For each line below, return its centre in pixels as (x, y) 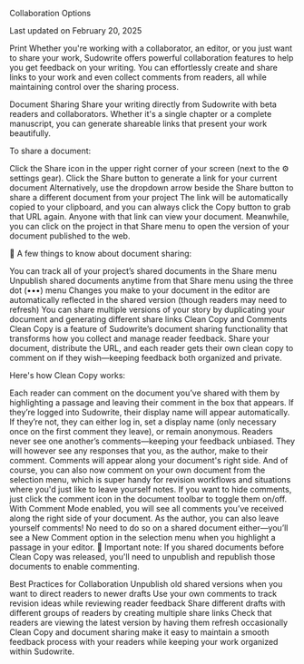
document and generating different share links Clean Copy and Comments (148, 319)
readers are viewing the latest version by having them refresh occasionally (149, 622)
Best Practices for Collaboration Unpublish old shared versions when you (146, 584)
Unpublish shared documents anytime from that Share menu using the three (152, 281)
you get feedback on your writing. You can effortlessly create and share (144, 68)
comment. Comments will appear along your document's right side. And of (149, 460)
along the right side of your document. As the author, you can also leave (144, 518)
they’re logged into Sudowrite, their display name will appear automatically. (150, 412)
